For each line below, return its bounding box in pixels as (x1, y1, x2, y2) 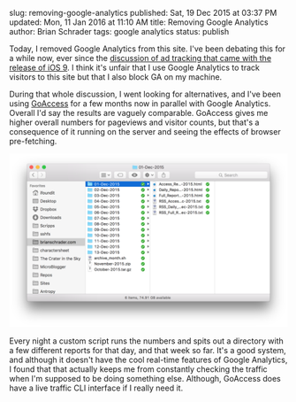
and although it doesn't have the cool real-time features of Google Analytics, (9, 354, 288, 366)
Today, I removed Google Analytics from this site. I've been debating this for (9, 43, 285, 54)
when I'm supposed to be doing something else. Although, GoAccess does (9, 374, 281, 384)
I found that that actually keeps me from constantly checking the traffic (9, 364, 268, 375)
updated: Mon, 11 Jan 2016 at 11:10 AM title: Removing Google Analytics (9, 17, 269, 27)
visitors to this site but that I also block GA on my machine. (9, 72, 223, 82)
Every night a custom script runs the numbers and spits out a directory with (9, 336, 285, 346)
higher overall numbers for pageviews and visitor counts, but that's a (9, 117, 260, 128)
